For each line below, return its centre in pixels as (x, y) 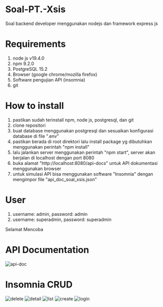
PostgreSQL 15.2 (30, 69)
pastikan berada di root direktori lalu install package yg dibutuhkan (82, 142)
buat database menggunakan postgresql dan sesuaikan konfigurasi (83, 130)
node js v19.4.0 (28, 58)
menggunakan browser (37, 169)
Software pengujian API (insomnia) (49, 79)
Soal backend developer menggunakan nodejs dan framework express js (82, 23)
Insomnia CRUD (39, 284)
